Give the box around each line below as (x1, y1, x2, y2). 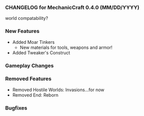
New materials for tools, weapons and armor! (19, 44, 113, 50)
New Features (5, 28, 40, 35)
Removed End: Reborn (12, 92, 59, 98)
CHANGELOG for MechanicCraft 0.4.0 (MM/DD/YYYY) (5, 4, 140, 11)
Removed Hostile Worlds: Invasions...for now (12, 87, 105, 93)
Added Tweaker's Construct (12, 49, 71, 56)
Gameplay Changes (5, 62, 54, 69)
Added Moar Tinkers (12, 39, 55, 45)
